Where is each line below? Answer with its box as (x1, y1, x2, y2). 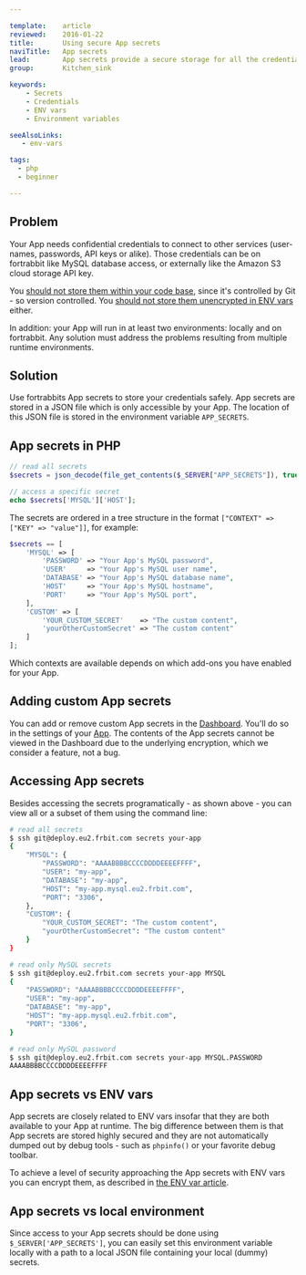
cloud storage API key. (9, 267, 94, 278)
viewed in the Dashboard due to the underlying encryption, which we (9, 737, 269, 748)
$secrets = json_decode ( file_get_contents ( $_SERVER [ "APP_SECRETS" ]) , (9, 471, 280, 480)
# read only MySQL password (9, 1044, 117, 1053)
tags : (9, 156, 30, 165)
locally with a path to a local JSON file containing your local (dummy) (9, 1247, 269, 1258)
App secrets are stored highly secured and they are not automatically (9, 1130, 269, 1141)
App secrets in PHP (9, 438, 121, 453)
